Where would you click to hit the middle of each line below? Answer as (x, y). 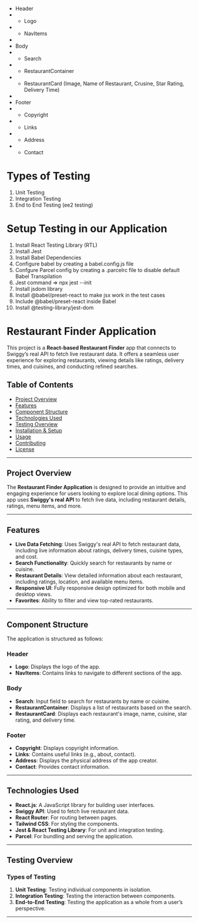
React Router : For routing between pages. (66, 817)
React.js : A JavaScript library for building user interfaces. (85, 805)
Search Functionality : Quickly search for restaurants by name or (93, 563)
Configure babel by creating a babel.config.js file (74, 264)
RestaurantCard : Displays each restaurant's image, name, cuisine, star (101, 713)
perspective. (30, 908)
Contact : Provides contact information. (63, 766)
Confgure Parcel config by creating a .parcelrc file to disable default (97, 270)
